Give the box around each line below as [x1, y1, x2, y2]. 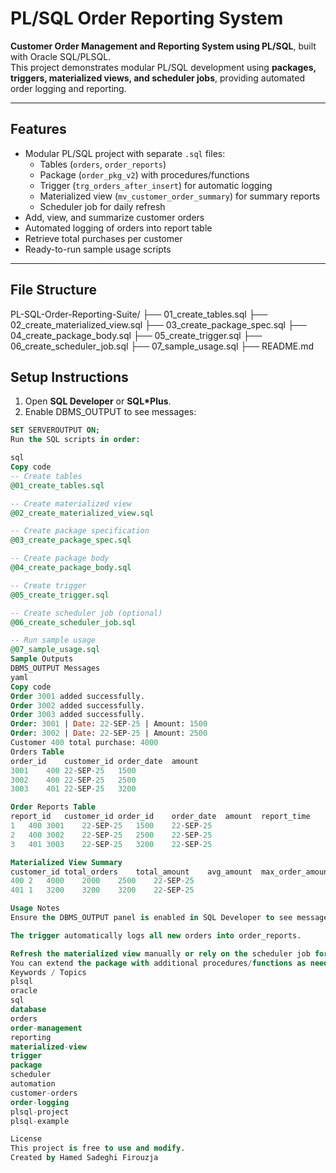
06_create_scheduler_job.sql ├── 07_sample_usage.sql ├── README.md [10, 340, 315, 352]
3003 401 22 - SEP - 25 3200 [10, 784, 137, 794]
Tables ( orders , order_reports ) [39, 158, 167, 170]
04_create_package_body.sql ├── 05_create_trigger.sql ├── [10, 329, 263, 341]
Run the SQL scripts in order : [10, 435, 141, 445]
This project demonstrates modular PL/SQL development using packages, [10, 61, 317, 73]
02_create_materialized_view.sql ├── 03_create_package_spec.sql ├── [10, 318, 307, 331]
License [10, 1134, 43, 1144]
